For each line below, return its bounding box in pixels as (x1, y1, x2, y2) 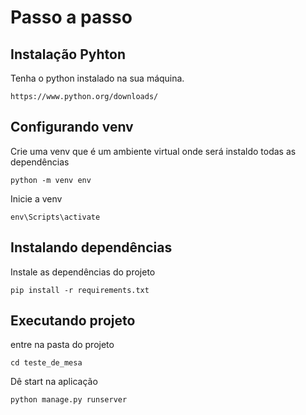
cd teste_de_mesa (10, 358, 83, 368)
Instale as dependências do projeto (10, 266, 156, 278)
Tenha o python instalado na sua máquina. (10, 72, 185, 84)
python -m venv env (10, 175, 92, 185)
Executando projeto (10, 312, 136, 330)
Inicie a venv (10, 192, 63, 205)
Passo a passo (10, 6, 133, 29)
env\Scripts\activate (10, 212, 101, 222)
